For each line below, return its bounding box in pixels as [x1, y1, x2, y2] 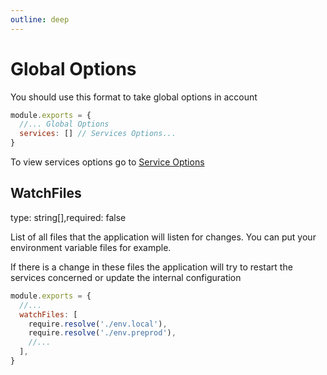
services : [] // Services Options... [19, 129, 177, 139]
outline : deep [10, 14, 70, 25]
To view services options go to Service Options [10, 156, 205, 168]
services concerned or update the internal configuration [10, 271, 242, 283]
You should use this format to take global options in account [10, 91, 258, 103]
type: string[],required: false [10, 211, 127, 223]
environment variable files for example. [10, 241, 172, 253]
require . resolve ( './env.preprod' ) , [28, 328, 177, 338]
